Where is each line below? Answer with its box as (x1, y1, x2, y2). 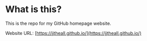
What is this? (5, 4, 62, 15)
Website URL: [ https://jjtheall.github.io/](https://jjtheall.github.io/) (5, 30, 142, 36)
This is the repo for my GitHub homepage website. (5, 20, 111, 26)
